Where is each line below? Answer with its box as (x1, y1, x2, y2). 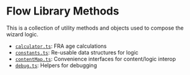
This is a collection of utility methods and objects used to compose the (6, 24, 184, 31)
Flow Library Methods (6, 4, 119, 18)
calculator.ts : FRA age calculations (15, 42, 107, 50)
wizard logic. (6, 30, 38, 37)
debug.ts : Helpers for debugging (15, 62, 97, 69)
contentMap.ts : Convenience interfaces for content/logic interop (15, 55, 177, 62)
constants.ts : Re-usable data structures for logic (15, 48, 139, 56)
